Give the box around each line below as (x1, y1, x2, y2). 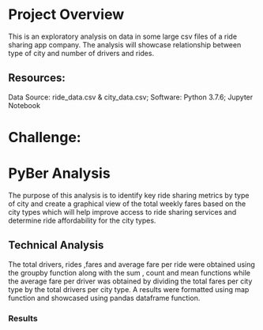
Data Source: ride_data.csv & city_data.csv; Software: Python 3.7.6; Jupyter (8, 92, 254, 102)
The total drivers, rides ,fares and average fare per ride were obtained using (8, 259, 255, 269)
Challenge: (8, 128, 81, 146)
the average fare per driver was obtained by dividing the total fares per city (8, 276, 253, 286)
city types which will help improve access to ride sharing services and (8, 207, 237, 216)
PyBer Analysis (8, 164, 111, 182)
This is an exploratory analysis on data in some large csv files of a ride (8, 32, 238, 41)
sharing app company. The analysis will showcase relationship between (8, 39, 242, 49)
